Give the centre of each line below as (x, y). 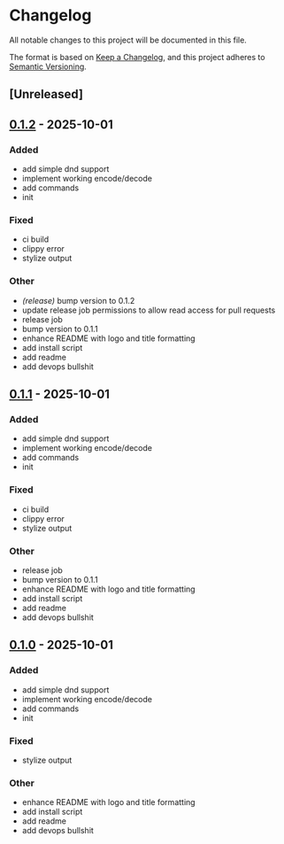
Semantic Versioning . (48, 66)
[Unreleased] (46, 94)
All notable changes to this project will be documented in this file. (128, 40)
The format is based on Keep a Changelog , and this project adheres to (137, 57)
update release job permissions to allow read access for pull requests (149, 310)
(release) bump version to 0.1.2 (78, 300)
